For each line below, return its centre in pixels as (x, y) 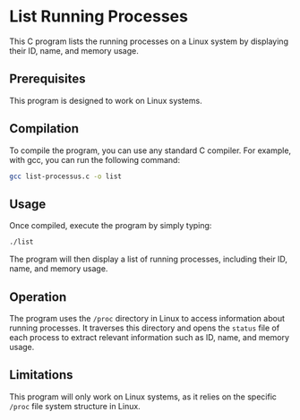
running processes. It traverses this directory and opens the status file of (145, 328)
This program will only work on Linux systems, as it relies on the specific (143, 397)
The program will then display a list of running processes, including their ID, (149, 259)
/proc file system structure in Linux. (75, 406)
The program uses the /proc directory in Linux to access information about (147, 318)
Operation (38, 297)
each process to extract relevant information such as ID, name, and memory (149, 337)
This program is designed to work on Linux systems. (106, 100)
